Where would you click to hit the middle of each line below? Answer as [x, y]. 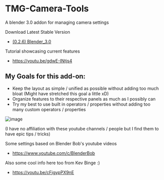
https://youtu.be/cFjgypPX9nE [43, 172]
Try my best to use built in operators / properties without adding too [81, 104]
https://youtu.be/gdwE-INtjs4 [42, 60]
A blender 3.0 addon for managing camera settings [57, 22]
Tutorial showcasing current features [42, 51]
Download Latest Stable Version [38, 32]
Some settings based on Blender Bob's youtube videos [61, 143]
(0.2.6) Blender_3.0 [32, 41]
